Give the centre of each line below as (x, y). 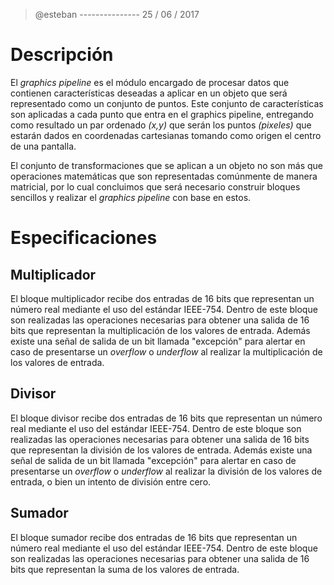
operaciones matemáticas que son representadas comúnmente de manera (164, 176)
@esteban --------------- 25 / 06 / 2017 (117, 14)
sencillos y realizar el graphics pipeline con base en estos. (131, 197)
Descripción (62, 55)
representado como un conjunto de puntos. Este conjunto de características (167, 103)
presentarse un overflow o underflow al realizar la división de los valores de (166, 471)
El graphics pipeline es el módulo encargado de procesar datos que (150, 82)
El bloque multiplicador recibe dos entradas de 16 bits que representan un (162, 298)
